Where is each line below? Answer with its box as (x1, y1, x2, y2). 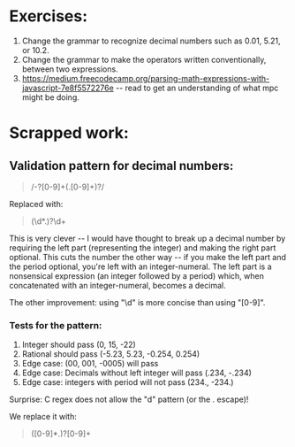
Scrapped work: (9, 123, 130, 143)
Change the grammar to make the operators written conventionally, (21, 54, 267, 65)
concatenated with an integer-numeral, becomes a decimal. (9, 280, 227, 290)
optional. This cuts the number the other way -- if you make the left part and (9, 251, 287, 262)
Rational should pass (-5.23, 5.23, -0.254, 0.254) (21, 349, 200, 359)
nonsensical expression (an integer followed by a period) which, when (9, 270, 265, 281)
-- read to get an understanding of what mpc (116, 82, 279, 93)
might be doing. (21, 91, 79, 103)
